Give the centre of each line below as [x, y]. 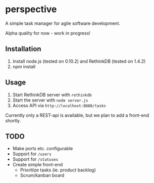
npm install [24, 66]
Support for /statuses [35, 159]
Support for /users [32, 154]
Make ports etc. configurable [43, 149]
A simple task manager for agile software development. [63, 23]
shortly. [13, 120]
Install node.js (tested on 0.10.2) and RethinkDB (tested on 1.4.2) [79, 61]
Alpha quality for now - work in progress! [48, 33]
